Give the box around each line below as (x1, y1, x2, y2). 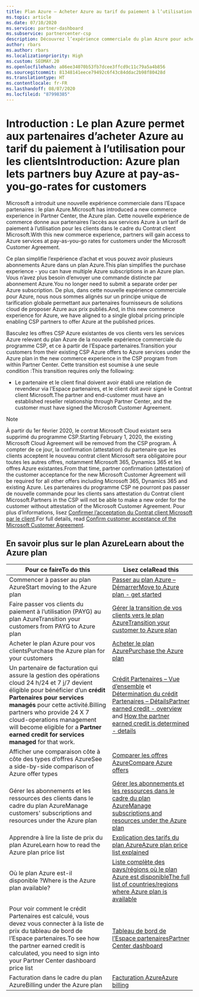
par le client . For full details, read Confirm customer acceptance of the (6, 515, 176, 522)
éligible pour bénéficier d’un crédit (9, 686, 105, 694)
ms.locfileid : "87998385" (6, 91, 70, 97)
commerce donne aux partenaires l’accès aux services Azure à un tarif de (6, 218, 187, 225)
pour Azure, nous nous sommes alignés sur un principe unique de (6, 293, 167, 300)
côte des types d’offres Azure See (9, 755, 102, 763)
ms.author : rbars (6, 47, 49, 53)
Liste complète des (112, 858, 165, 866)
